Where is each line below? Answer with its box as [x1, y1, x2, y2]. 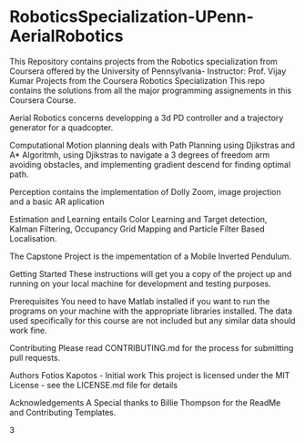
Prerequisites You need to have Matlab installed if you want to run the [9, 295, 270, 306]
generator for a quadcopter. [9, 121, 114, 133]
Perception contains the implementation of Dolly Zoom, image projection [9, 186, 281, 197]
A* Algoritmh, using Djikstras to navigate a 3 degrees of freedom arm [9, 149, 270, 160]
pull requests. [9, 352, 61, 363]
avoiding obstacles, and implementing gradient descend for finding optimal [9, 159, 291, 170]
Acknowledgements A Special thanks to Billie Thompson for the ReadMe [9, 397, 281, 407]
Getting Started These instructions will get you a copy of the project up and [9, 268, 292, 279]
